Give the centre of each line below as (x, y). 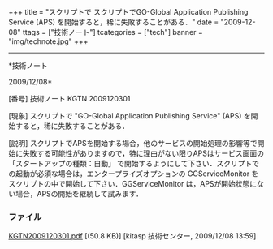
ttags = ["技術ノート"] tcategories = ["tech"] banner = (113, 32)
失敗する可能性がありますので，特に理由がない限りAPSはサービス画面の (143, 153)
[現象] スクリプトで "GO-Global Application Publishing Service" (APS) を (130, 116)
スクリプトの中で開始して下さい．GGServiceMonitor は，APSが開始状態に (133, 184)
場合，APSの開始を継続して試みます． (79, 194)
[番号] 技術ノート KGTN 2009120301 (69, 99)
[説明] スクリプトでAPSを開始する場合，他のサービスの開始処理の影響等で (133, 143)
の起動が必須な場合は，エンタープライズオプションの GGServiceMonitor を (134, 174)
